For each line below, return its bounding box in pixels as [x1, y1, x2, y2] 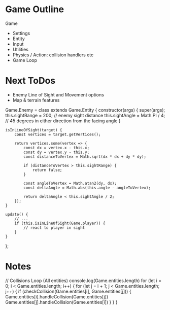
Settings [12, 30, 30, 36]
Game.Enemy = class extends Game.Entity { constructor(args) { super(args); [5, 107, 165, 113]
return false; [32, 167, 62, 173]
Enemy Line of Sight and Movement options [12, 91, 104, 97]
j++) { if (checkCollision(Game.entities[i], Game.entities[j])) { [5, 288, 131, 294]
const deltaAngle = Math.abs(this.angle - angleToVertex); [23, 185, 151, 190]
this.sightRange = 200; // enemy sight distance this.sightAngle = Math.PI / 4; [5, 112, 165, 118]
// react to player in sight [23, 225, 85, 230]
